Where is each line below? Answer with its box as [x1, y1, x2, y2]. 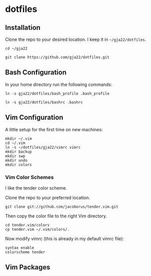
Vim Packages [5, 263, 50, 272]
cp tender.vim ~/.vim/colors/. [5, 227, 70, 232]
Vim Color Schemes [5, 174, 54, 181]
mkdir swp [5, 153, 26, 159]
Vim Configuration [5, 113, 63, 122]
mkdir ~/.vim [5, 136, 32, 141]
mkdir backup [5, 149, 32, 154]
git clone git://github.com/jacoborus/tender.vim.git [5, 204, 119, 209]
